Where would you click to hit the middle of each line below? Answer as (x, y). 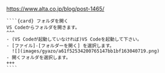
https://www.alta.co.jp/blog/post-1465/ (56, 9)
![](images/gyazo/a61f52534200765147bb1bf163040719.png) (86, 51)
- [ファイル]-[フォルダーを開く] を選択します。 (61, 46)
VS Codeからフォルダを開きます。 (43, 27)
